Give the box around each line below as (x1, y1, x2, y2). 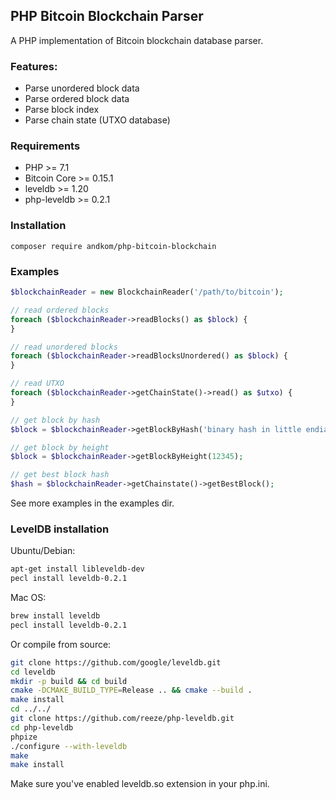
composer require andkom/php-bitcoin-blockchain (10, 241, 217, 251)
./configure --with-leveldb (10, 741, 128, 751)
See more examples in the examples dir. (10, 497, 175, 509)
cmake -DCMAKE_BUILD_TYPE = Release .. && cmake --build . (10, 685, 253, 696)
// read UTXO (10, 379, 65, 389)
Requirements (10, 139, 81, 153)
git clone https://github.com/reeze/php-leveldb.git (10, 714, 235, 724)
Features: (10, 59, 58, 73)
